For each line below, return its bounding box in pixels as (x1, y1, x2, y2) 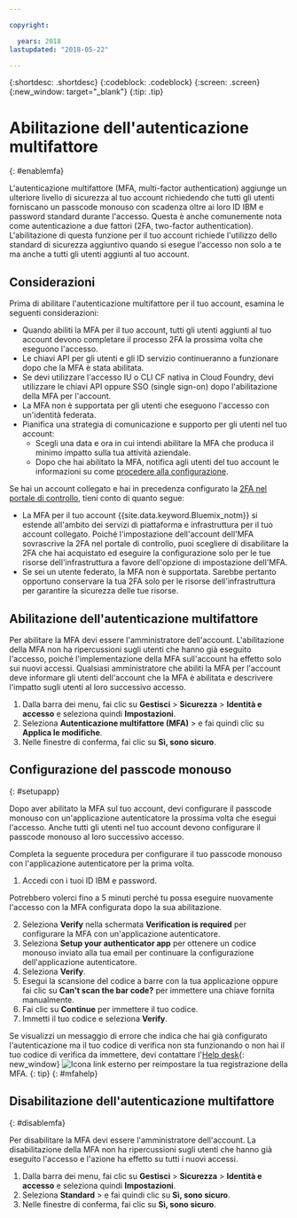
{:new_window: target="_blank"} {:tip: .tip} (9, 86, 164, 98)
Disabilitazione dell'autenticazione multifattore (9, 1094, 275, 1109)
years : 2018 (17, 36, 62, 45)
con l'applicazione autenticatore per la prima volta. (9, 858, 195, 868)
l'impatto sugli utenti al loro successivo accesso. (9, 681, 186, 692)
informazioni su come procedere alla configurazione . (35, 467, 229, 477)
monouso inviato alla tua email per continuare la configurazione (21, 947, 254, 958)
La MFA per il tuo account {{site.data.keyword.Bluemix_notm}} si (21, 510, 258, 521)
